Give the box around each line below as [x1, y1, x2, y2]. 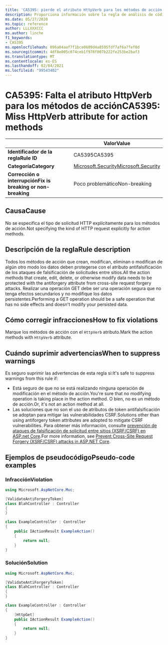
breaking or [7, 183, 36, 190]
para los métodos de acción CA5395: [5, 100, 160, 112]
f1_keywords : [5, 36, 32, 41]
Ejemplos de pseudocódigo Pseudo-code [5, 453, 135, 462]
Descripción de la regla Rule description [5, 245, 131, 254]
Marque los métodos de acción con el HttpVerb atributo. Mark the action [5, 329, 153, 335]
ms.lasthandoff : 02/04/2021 [5, 63, 64, 68]
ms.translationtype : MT [5, 54, 55, 59]
